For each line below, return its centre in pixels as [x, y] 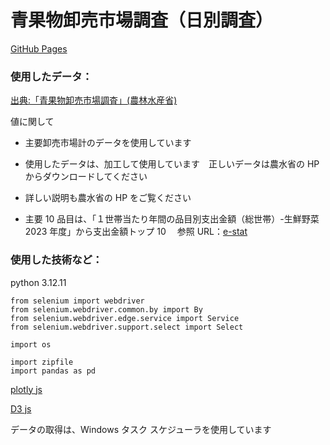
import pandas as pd [53, 371]
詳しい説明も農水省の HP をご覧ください [108, 198]
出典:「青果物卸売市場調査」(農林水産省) [94, 100]
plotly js [26, 389]
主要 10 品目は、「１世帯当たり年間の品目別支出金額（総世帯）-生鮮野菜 [172, 219]
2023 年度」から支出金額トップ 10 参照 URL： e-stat [136, 232]
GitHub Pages [39, 48]
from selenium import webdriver [77, 301]
